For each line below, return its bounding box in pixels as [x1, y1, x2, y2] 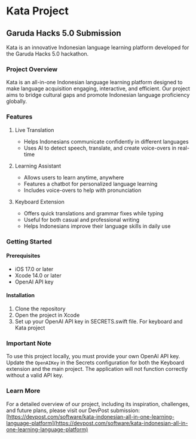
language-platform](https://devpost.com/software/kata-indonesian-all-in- [6, 419, 188, 426]
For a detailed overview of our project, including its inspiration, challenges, [6, 400, 190, 407]
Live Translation [14, 126, 54, 133]
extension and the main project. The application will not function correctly [6, 365, 188, 373]
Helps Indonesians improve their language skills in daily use [23, 222, 171, 230]
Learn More [6, 387, 41, 395]
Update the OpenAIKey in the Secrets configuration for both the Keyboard [6, 359, 185, 366]
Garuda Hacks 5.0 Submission [6, 28, 121, 38]
